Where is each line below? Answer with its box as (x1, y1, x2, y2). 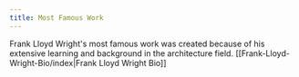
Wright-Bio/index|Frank (9, 57, 98, 68)
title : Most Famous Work (9, 13, 104, 23)
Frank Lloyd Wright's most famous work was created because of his (9, 38, 265, 49)
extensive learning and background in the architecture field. (9, 47, 234, 59)
